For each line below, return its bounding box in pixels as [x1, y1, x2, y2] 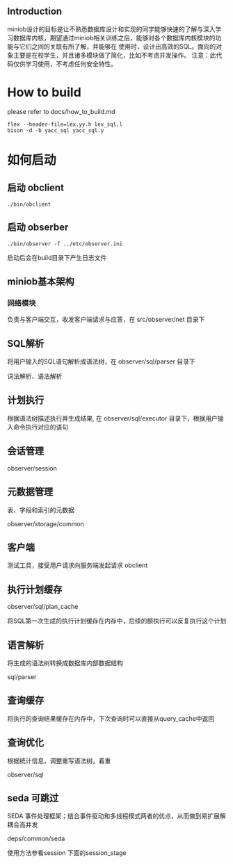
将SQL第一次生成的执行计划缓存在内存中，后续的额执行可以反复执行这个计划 [7, 617, 227, 625]
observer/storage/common [7, 519, 85, 528]
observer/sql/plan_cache [7, 603, 79, 611]
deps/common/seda [7, 834, 65, 843]
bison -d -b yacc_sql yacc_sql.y [7, 127, 104, 134]
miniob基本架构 [7, 275, 74, 287]
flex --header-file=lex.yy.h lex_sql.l [7, 121, 123, 128]
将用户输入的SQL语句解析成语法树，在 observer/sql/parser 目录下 [7, 357, 196, 366]
